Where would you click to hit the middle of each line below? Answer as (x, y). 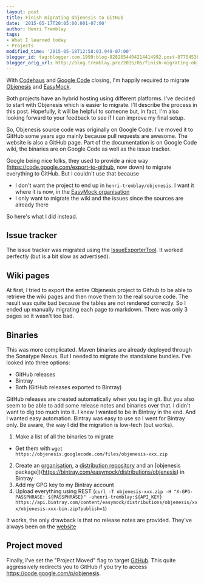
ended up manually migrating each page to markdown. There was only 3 (97, 310)
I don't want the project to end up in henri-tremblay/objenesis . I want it (104, 185)
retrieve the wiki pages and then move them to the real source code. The (97, 297)
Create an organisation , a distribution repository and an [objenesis (98, 465)
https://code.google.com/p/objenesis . (54, 573)
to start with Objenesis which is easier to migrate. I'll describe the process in (102, 104)
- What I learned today (36, 40)
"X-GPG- (183, 492)
